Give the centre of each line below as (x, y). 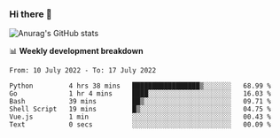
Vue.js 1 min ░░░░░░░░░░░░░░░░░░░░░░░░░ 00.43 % (140, 117)
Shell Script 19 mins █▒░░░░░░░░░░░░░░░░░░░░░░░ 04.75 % (140, 110)
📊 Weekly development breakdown (76, 51)
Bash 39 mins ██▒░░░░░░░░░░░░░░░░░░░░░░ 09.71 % (140, 102)
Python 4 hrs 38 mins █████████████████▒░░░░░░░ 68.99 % (140, 86)
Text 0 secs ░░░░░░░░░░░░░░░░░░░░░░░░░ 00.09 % (140, 125)
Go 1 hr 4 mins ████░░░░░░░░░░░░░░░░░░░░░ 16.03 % (140, 94)
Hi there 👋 (31, 14)
